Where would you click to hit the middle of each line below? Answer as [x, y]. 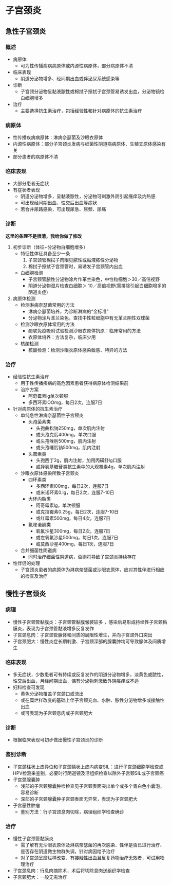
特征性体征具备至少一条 [45, 253]
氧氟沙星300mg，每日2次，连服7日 [73, 531]
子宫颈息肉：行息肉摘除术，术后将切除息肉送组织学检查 [71, 871]
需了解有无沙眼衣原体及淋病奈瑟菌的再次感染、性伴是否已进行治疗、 [92, 845]
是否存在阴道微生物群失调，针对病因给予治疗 [68, 851]
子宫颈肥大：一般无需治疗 [40, 877]
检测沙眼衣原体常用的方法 [47, 324]
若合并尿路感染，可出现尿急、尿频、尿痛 [63, 209]
